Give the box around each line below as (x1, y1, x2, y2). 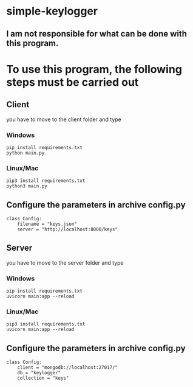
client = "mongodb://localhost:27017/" (17, 364, 118, 371)
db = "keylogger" (17, 370, 61, 376)
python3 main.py (6, 183, 47, 189)
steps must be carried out (6, 75, 139, 89)
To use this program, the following (6, 62, 182, 76)
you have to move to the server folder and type (6, 259, 124, 266)
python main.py (6, 150, 45, 156)
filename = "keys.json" (17, 221, 78, 227)
